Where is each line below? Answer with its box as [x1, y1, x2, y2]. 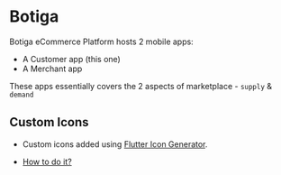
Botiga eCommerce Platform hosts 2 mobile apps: [9, 36, 194, 47]
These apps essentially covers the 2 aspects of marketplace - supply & [9, 80, 273, 91]
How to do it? [22, 156, 72, 167]
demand [9, 90, 34, 99]
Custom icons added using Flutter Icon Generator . [22, 138, 208, 150]
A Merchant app [22, 63, 83, 74]
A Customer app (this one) [22, 53, 122, 64]
